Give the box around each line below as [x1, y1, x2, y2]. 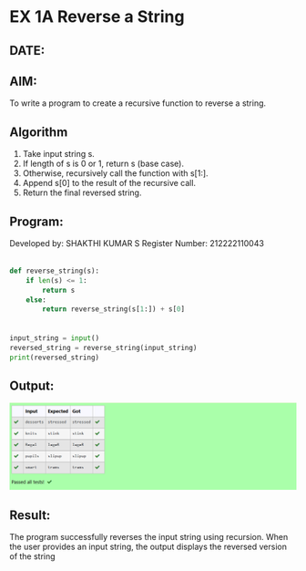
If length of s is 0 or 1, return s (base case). [22, 158, 185, 170]
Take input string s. [22, 149, 96, 160]
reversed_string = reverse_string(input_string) [9, 343, 198, 352]
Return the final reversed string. [22, 187, 142, 198]
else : [25, 295, 47, 305]
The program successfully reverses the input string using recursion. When [9, 532, 289, 543]
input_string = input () [9, 334, 100, 343]
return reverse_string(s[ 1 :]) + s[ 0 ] [42, 305, 185, 314]
